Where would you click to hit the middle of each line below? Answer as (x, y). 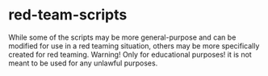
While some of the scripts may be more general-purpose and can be (122, 37)
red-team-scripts (68, 15)
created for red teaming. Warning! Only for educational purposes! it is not (130, 54)
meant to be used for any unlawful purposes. (83, 63)
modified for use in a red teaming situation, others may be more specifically (134, 45)
